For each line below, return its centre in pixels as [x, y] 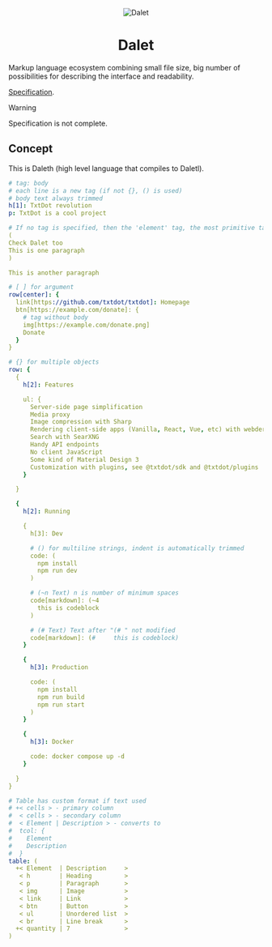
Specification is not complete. [58, 123]
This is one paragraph [47, 250]
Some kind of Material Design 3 [84, 459]
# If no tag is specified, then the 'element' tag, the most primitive [132, 228]
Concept [31, 149]
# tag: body [28, 183]
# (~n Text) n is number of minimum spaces [104, 593]
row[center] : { [34, 295]
